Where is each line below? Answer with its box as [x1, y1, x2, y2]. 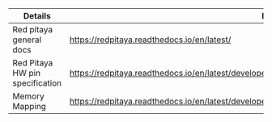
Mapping [12, 101, 47, 111]
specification [12, 78, 62, 88]
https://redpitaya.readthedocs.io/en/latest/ [69, 34, 232, 45]
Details [23, 11, 51, 21]
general [12, 34, 42, 45]
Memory [12, 90, 45, 102]
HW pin [12, 68, 41, 78]
